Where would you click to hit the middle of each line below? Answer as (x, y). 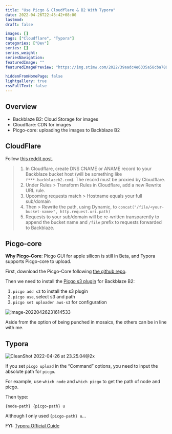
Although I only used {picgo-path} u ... (46, 416)
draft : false (19, 24)
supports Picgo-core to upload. (38, 261)
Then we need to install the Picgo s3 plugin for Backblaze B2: (70, 281)
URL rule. (35, 190)
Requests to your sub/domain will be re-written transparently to (92, 217)
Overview (21, 107)
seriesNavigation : (25, 58)
